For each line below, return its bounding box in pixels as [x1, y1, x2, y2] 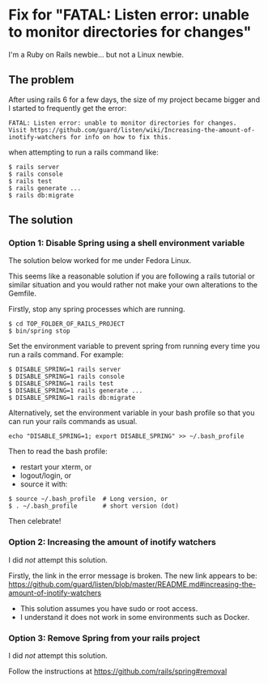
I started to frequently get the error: [8, 103, 127, 113]
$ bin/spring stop [8, 327, 70, 335]
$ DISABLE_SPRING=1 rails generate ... [8, 387, 143, 395]
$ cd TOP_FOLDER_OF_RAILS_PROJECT [8, 320, 125, 329]
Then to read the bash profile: [8, 447, 108, 457]
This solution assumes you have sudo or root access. [19, 603, 198, 613]
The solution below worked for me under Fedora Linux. [8, 256, 192, 266]
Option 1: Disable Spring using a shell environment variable [8, 237, 245, 249]
